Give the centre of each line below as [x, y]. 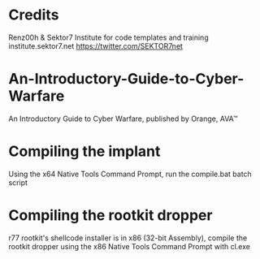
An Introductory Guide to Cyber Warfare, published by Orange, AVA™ [123, 119]
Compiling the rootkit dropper [110, 215]
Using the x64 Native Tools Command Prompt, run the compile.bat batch [130, 174]
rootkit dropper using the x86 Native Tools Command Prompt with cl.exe [129, 246]
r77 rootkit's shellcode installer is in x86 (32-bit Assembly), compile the [128, 238]
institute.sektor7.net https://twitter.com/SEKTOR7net [95, 45]
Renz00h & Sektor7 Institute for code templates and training [108, 37]
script [18, 182]
